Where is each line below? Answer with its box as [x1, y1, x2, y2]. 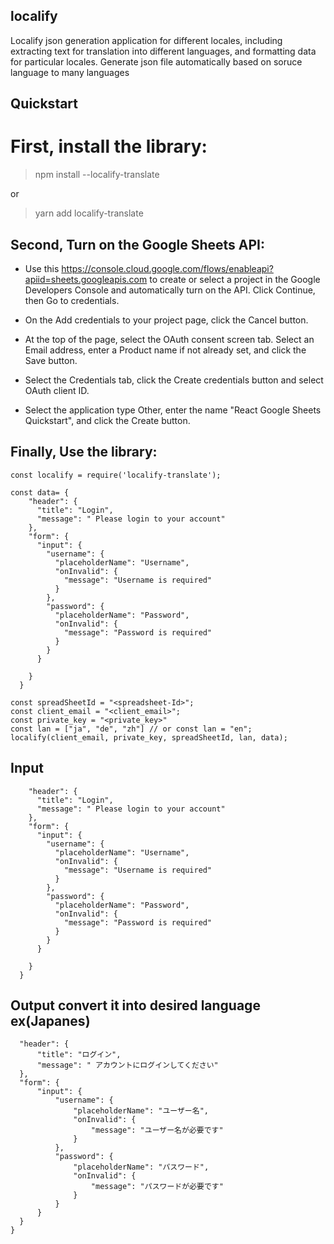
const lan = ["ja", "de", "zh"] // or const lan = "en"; [10, 724, 253, 734]
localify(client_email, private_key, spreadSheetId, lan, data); [10, 732, 288, 743]
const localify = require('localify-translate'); [10, 470, 222, 480]
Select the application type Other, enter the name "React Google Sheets [24, 404, 322, 416]
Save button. [24, 354, 78, 366]
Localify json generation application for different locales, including [10, 34, 283, 46]
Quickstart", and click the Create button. [24, 414, 191, 426]
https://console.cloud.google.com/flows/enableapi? [61, 262, 274, 274]
